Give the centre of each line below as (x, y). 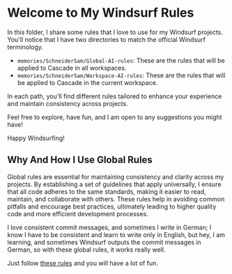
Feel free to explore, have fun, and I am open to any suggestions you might (115, 117)
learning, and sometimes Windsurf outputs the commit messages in (104, 242)
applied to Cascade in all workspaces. (72, 68)
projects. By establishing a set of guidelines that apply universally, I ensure (114, 184)
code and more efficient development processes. (78, 213)
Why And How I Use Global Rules (80, 160)
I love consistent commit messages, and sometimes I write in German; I (109, 227)
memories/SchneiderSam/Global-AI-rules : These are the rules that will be (121, 60)
